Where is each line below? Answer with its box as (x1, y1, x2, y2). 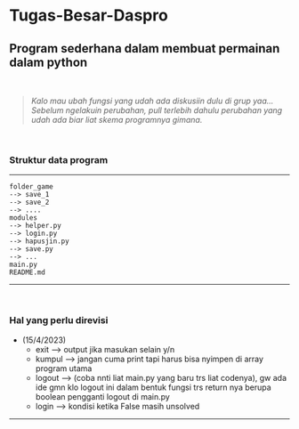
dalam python (9, 54, 88, 69)
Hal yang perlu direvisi (9, 314, 109, 327)
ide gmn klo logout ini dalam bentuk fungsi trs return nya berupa (35, 382, 271, 393)
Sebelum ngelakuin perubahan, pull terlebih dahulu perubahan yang (30, 105, 283, 116)
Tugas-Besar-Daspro (9, 5, 169, 26)
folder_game (9, 182, 53, 191)
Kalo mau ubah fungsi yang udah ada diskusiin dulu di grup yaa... (30, 95, 274, 106)
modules (9, 214, 38, 223)
